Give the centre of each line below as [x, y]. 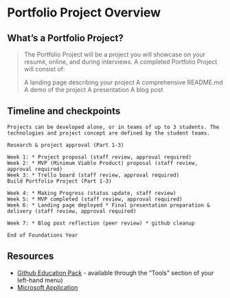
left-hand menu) [40, 280]
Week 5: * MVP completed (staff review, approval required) [95, 199]
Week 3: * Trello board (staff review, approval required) [93, 175]
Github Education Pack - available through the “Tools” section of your [115, 273]
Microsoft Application [47, 287]
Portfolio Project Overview [84, 13]
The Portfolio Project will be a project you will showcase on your [115, 54]
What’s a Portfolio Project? [65, 38]
